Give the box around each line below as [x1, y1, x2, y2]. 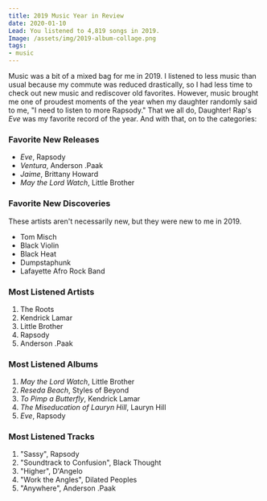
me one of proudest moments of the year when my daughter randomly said [8, 97, 257, 106]
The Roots [19, 304, 55, 314]
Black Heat [19, 248, 56, 258]
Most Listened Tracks [8, 431, 95, 442]
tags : [8, 42, 27, 50]
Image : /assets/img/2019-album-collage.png [8, 34, 157, 43]
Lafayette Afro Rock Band [19, 266, 105, 276]
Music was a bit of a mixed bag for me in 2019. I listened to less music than [8, 72, 257, 80]
